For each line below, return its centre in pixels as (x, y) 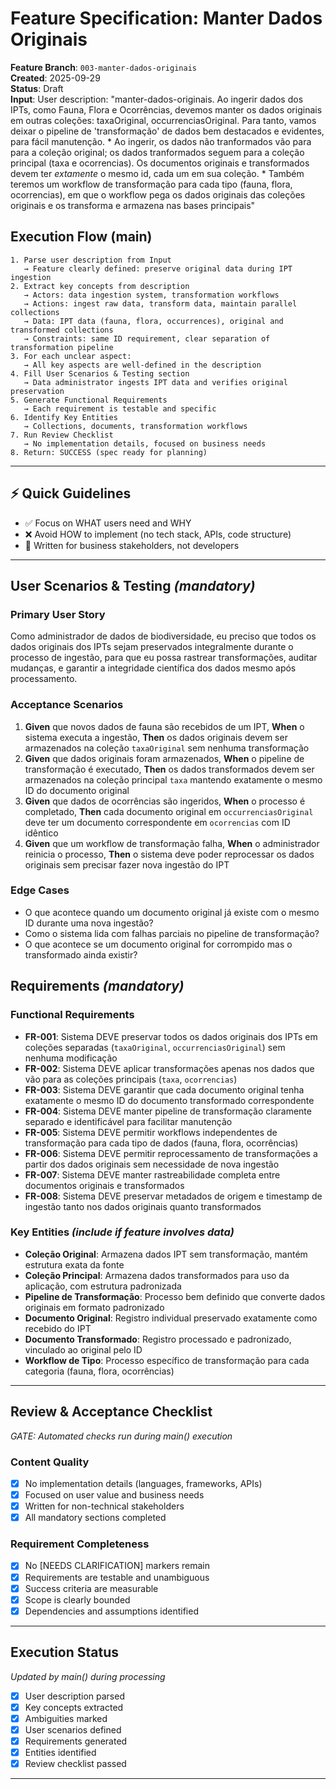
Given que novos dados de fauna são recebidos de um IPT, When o (164, 726)
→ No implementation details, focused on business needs (145, 443)
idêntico (41, 833)
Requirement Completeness (80, 1544)
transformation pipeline (62, 347)
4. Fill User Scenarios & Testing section (100, 373)
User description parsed (74, 1696)
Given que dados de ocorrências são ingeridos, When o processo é (165, 801)
